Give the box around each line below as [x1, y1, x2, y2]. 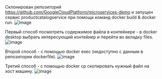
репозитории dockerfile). [5, 54, 57, 60]
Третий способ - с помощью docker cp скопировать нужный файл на [5, 63, 150, 69]
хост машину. [5, 68, 33, 74]
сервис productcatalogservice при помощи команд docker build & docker [5, 15, 156, 20]
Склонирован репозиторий [5, 4, 62, 10]
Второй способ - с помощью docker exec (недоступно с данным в [5, 48, 143, 54]
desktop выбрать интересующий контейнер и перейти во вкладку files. [5, 34, 154, 40]
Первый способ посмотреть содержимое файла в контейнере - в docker [5, 29, 157, 34]
